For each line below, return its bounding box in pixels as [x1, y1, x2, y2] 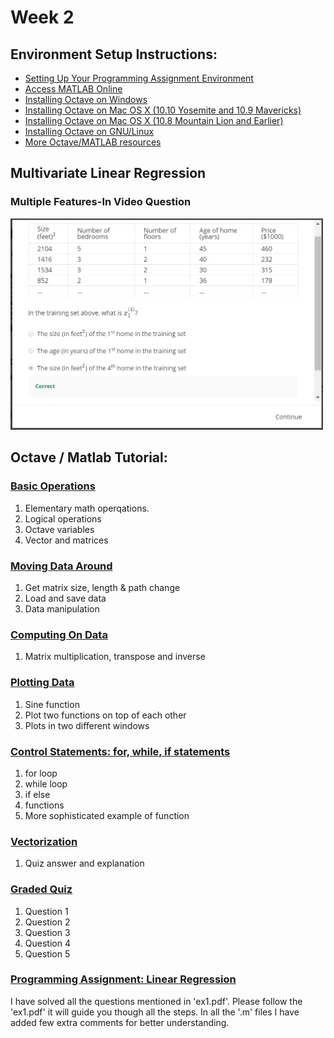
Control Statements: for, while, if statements [10, 744, 231, 758]
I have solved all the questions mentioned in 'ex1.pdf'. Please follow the [10, 995, 303, 1007]
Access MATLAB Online [24, 83, 123, 95]
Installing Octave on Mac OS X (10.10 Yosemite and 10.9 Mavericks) [24, 104, 302, 116]
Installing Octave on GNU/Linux [24, 126, 155, 137]
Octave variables [24, 523, 95, 535]
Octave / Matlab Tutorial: [10, 449, 168, 466]
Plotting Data [10, 676, 75, 690]
